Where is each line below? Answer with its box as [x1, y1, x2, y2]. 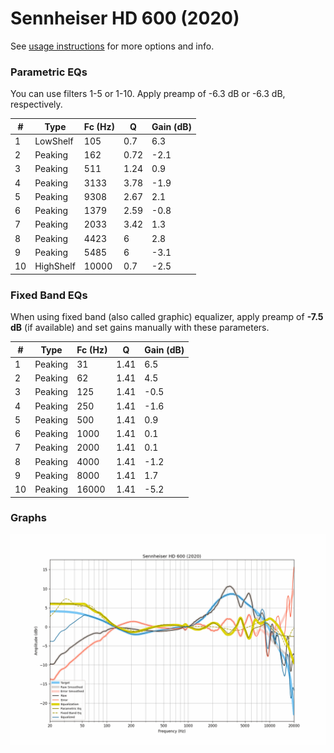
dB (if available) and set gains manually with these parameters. [10, 322, 270, 334]
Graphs [10, 511, 47, 525]
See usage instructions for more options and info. [10, 40, 215, 52]
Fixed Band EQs [10, 288, 88, 302]
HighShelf [34, 260, 76, 272]
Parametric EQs [10, 65, 88, 79]
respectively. [10, 98, 63, 111]
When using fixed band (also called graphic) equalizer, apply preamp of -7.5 [10, 311, 324, 323]
